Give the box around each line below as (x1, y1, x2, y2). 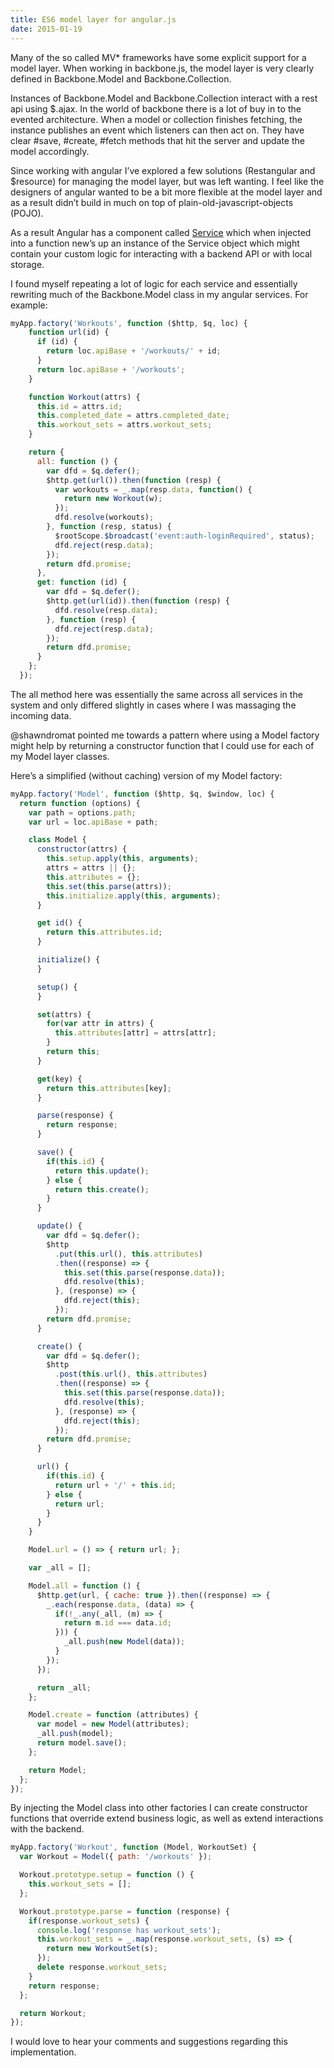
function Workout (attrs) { (28, 392, 141, 402)
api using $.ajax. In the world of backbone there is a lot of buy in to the (10, 102, 302, 115)
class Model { (28, 835, 87, 845)
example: (10, 299, 48, 311)
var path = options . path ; (28, 807, 137, 818)
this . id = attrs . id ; (36, 401, 123, 411)
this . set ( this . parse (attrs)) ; (46, 881, 172, 891)
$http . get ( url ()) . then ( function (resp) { (46, 475, 222, 485)
